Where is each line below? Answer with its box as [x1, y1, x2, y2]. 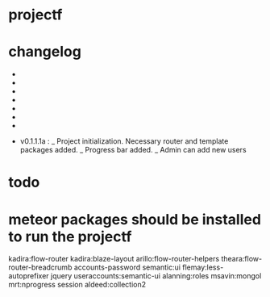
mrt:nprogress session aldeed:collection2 [8, 280, 147, 290]
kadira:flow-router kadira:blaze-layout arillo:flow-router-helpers [8, 254, 220, 264]
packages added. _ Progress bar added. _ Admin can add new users [19, 145, 247, 155]
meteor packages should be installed [8, 210, 262, 228]
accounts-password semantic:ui [73, 262, 181, 272]
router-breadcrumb [8, 262, 73, 272]
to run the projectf [8, 228, 132, 245]
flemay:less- [182, 262, 224, 272]
